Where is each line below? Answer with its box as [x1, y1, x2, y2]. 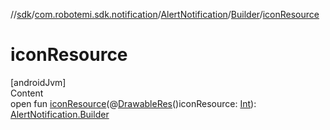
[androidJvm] [10, 76, 67, 88]
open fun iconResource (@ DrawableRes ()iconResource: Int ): [10, 97, 257, 109]
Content [10, 87, 44, 99]
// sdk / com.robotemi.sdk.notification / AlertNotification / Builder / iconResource [10, 9, 320, 20]
